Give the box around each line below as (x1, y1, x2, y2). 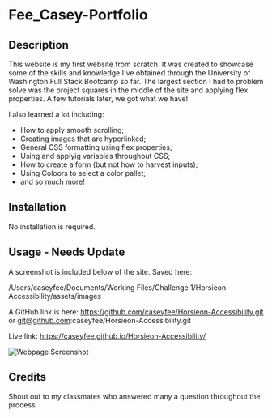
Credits (8, 370, 47, 384)
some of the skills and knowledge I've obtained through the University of (8, 68, 251, 78)
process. (8, 400, 38, 410)
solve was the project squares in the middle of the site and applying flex (8, 85, 249, 95)
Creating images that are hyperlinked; (19, 134, 147, 143)
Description (8, 38, 69, 52)
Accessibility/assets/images (8, 291, 102, 301)
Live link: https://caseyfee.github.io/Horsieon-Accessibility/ (8, 331, 206, 341)
